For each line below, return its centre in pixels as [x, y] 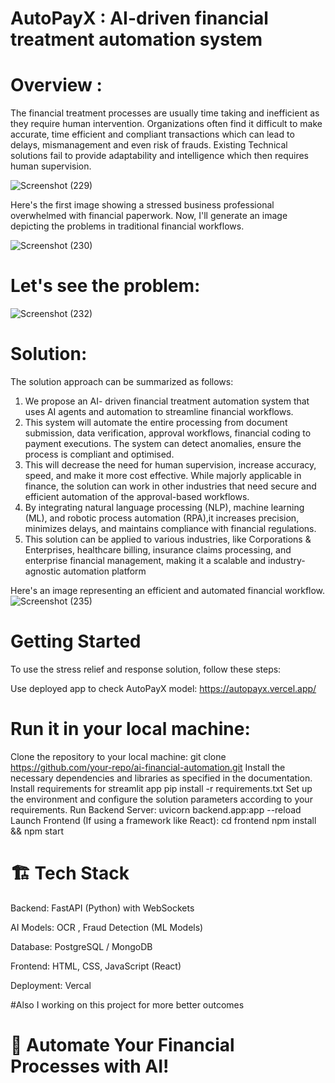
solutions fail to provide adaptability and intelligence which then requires [159, 156]
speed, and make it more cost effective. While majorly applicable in [163, 475]
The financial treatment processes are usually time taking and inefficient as [165, 113]
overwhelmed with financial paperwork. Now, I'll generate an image [149, 216]
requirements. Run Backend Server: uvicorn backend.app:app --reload [156, 809]
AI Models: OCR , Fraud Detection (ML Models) [107, 927]
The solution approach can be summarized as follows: [122, 381]
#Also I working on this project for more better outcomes [127, 1004]
